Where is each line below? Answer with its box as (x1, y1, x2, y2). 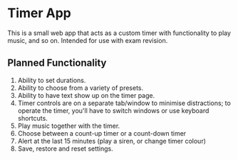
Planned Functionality (7, 57, 107, 69)
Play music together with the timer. (17, 121, 120, 130)
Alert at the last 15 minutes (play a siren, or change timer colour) (17, 136, 207, 145)
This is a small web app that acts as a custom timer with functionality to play (7, 29, 232, 37)
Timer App (7, 5, 71, 21)
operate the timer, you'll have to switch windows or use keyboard (17, 106, 209, 115)
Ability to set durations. (17, 76, 86, 84)
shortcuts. (17, 114, 48, 122)
